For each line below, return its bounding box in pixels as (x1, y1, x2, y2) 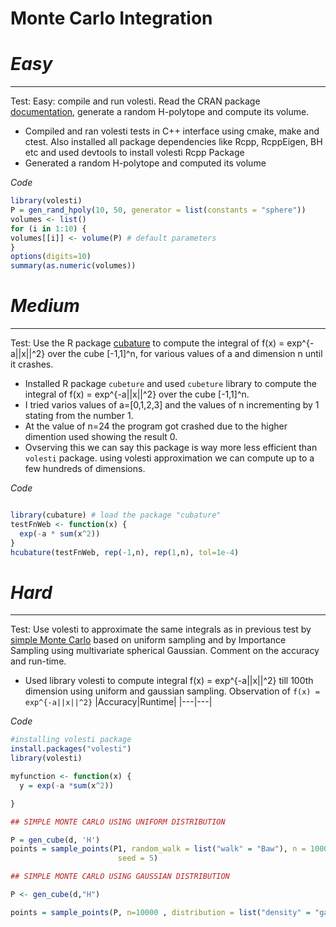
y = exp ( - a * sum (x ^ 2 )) (19, 780, 114, 791)
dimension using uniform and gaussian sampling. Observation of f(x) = (24, 685, 320, 697)
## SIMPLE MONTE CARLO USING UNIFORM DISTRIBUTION (10, 817, 226, 827)
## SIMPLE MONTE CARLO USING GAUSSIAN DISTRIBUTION (10, 872, 230, 882)
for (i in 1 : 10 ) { (10, 223, 87, 234)
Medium (10, 295, 80, 317)
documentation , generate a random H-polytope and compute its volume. (10, 106, 310, 118)
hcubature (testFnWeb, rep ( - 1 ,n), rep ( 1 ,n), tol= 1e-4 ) (10, 547, 240, 557)
